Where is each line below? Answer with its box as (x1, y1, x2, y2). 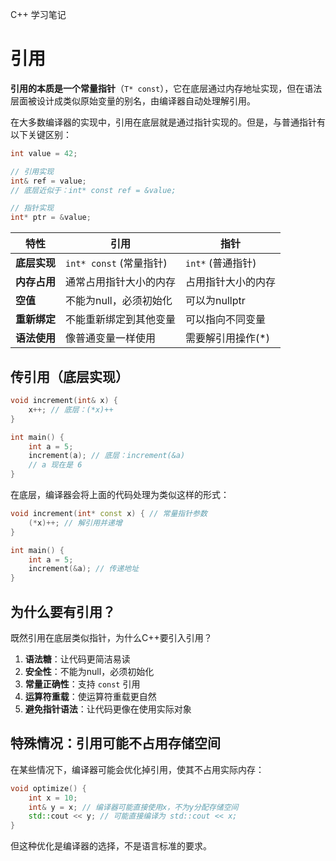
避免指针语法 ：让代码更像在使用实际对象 (24, 703, 192, 715)
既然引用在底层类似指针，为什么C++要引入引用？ (10, 631, 213, 643)
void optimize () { (10, 783, 87, 793)
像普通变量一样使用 (65, 331, 157, 345)
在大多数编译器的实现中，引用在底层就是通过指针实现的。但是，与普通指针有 (10, 116, 326, 128)
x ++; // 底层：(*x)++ (28, 404, 114, 415)
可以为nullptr (185, 294, 246, 308)
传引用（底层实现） (10, 368, 129, 385)
